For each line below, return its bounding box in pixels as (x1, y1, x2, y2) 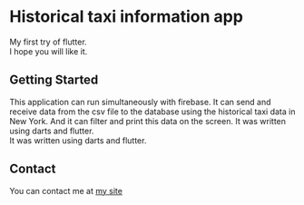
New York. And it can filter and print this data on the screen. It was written (9, 115, 287, 126)
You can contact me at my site (9, 185, 123, 196)
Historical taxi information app (9, 6, 243, 27)
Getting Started (9, 73, 99, 88)
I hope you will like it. (9, 45, 88, 56)
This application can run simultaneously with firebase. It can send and (9, 96, 271, 107)
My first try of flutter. (9, 36, 88, 47)
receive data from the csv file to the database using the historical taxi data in (9, 106, 296, 117)
